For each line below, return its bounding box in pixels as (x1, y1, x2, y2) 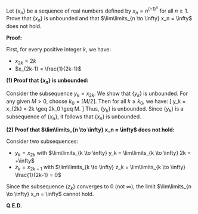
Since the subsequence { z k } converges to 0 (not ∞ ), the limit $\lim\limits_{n (6, 182, 192, 191)
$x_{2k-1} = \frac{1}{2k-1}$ (14, 65, 82, 72)
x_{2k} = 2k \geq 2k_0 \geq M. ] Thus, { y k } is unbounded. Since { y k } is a (6, 105, 184, 114)
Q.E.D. (6, 202, 23, 209)
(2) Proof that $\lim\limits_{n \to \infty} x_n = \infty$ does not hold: (6, 126, 175, 133)
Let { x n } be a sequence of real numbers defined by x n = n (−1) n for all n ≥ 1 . (6, 5, 189, 16)
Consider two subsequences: (6, 137, 79, 145)
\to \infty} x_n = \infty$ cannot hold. (6, 191, 94, 198)
